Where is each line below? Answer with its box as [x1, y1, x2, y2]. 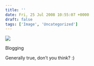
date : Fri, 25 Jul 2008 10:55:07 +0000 [5, 12, 89, 17]
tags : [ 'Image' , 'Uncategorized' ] [5, 21, 78, 27]
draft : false [5, 17, 33, 22]
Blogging [5, 45, 24, 51]
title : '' [5, 7, 26, 13]
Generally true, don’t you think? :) [5, 55, 75, 61]
